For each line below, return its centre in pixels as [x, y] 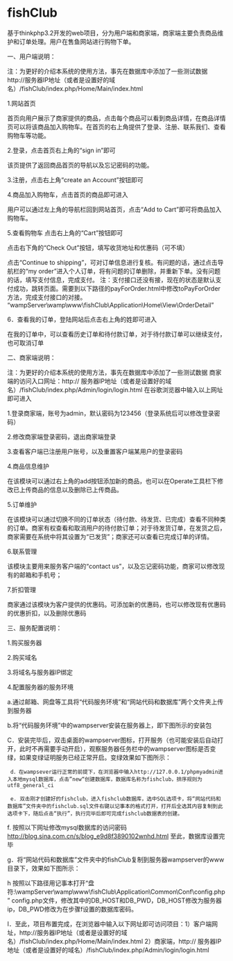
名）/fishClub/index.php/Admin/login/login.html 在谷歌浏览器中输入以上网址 [115, 389]
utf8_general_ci [31, 785]
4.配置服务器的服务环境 [41, 687]
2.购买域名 [22, 657]
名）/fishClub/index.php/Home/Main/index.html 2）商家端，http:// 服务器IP [114, 941]
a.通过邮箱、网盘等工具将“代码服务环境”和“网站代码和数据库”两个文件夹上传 [115, 702]
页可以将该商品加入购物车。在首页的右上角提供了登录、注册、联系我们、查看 [116, 127]
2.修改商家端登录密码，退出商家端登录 [62, 437]
